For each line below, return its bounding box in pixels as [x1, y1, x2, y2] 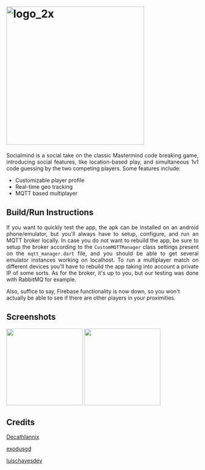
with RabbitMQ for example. [6, 276, 76, 283]
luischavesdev [6, 457, 43, 464]
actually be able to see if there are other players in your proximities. [6, 294, 176, 301]
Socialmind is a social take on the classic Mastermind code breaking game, [6, 151, 199, 159]
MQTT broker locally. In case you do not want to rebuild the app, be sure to [6, 237, 199, 244]
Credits [6, 417, 35, 427]
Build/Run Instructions [6, 207, 94, 218]
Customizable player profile [15, 176, 85, 184]
